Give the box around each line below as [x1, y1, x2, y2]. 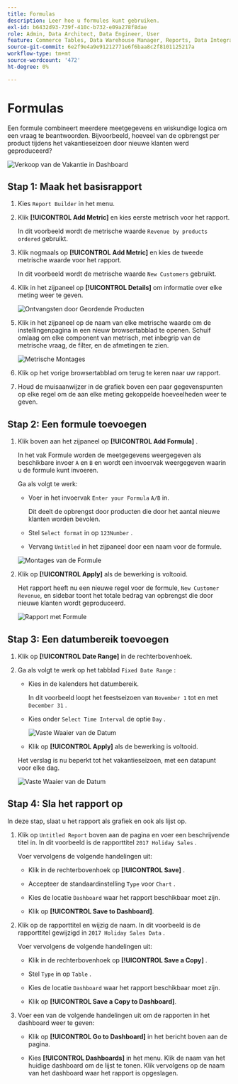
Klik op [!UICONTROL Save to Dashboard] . [28, 907, 154, 916]
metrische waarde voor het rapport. [17, 256, 122, 264]
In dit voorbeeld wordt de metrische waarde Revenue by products [17, 227, 208, 235]
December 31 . [28, 701, 67, 709]
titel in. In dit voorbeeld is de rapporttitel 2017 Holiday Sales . [17, 838, 197, 847]
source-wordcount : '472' [7, 57, 81, 64]
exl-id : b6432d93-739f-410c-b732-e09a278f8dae [7, 23, 147, 31]
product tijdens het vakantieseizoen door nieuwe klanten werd [7, 139, 189, 147]
